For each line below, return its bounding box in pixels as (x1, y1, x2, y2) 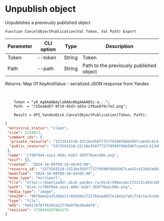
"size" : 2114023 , (7, 130, 42, 135)
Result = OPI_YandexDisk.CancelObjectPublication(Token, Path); (14, 112, 147, 117)
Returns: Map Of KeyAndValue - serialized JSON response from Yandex (5, 81, 149, 87)
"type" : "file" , (7, 198, 41, 203)
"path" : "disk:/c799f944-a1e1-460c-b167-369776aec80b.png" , (7, 185, 132, 190)
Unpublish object (5, 3, 76, 15)
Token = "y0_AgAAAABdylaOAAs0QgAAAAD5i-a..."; (14, 99, 110, 105)
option (41, 45, 56, 52)
